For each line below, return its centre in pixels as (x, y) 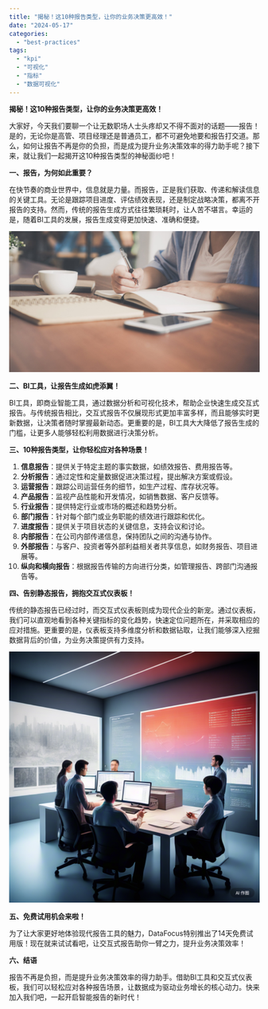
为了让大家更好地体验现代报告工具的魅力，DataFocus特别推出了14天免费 (128, 933)
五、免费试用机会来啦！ (47, 917)
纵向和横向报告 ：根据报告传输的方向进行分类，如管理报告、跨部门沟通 (136, 567)
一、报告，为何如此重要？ (51, 172)
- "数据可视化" (38, 84)
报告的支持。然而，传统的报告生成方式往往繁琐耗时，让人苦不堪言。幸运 (127, 209)
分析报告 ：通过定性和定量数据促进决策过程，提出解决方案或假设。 (128, 477)
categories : (29, 33)
